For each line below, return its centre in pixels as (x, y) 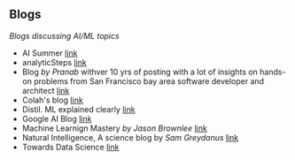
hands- (273, 72)
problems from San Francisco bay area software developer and (149, 81)
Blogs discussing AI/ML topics (64, 35)
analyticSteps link (54, 62)
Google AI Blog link (57, 118)
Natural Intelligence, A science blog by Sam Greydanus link (130, 137)
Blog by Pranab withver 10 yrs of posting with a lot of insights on (140, 72)
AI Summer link (50, 53)
